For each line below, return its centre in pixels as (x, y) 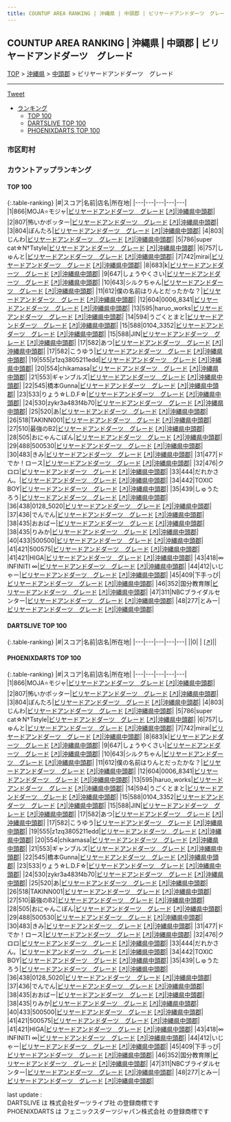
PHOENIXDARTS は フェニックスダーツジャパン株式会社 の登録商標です (108, 1111)
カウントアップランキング (49, 170)
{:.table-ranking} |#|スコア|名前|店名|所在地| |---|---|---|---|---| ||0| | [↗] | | (112, 642)
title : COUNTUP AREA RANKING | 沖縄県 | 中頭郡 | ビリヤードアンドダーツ (106, 13)
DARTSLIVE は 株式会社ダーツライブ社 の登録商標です (83, 1103)
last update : (25, 1094)
